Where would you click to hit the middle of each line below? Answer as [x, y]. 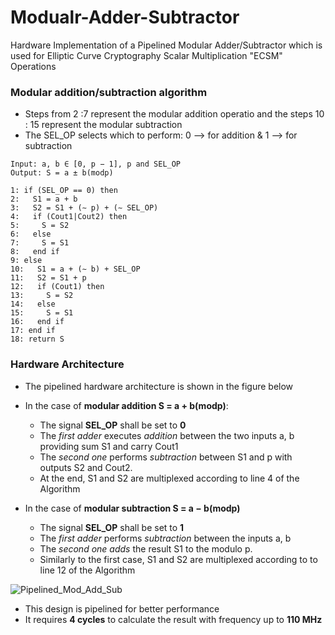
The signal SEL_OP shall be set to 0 [113, 425]
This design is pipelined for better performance [122, 608]
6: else [31, 234]
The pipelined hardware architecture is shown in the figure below [159, 386]
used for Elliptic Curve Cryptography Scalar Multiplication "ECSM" [146, 55]
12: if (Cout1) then [57, 287]
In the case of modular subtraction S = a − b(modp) [132, 508]
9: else [26, 261]
